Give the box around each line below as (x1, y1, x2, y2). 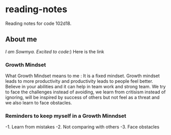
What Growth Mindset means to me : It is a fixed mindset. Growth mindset (5, 73, 160, 79)
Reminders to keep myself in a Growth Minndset (5, 112, 126, 119)
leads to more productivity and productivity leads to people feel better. (5, 78, 154, 84)
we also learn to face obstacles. (5, 100, 72, 106)
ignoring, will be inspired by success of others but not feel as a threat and (5, 94, 160, 100)
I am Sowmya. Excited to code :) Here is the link (5, 48, 104, 54)
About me (5, 35, 37, 44)
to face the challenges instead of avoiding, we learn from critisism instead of (5, 89, 166, 95)
